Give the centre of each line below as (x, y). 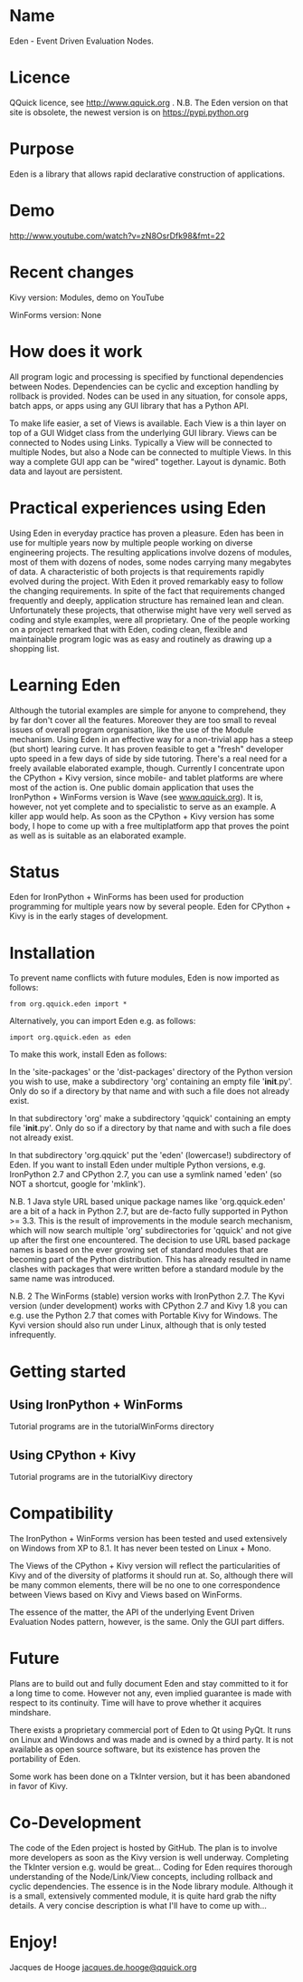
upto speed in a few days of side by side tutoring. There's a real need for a (148, 759)
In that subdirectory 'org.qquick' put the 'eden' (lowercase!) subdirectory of (150, 1155)
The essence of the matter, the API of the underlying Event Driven (132, 1612)
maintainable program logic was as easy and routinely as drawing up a (141, 639)
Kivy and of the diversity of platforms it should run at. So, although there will (151, 1576)
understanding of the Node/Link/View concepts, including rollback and (141, 1876)
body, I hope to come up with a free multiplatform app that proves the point (149, 826)
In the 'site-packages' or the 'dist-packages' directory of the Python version (151, 1072)
